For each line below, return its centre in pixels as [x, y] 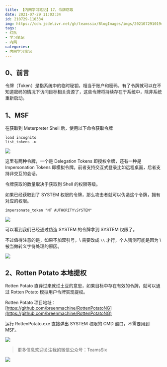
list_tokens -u [21, 142]
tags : [11, 28]
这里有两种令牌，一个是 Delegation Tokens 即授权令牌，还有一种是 [73, 161]
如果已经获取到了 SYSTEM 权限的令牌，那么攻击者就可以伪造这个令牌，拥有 [83, 195]
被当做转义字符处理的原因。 [34, 246]
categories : [17, 47]
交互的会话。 [27, 174]
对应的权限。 [18, 201]
